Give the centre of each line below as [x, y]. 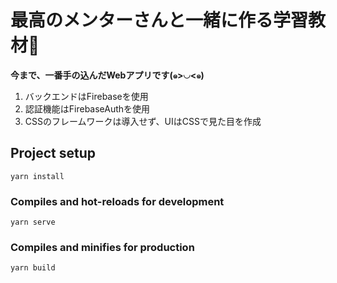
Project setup [53, 153]
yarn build [33, 268]
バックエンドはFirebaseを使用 [86, 96]
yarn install [37, 176]
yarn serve [33, 222]
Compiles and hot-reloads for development [117, 201]
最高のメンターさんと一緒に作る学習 [159, 20]
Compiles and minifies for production [102, 247]
